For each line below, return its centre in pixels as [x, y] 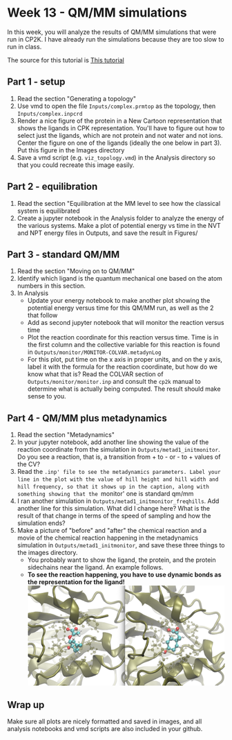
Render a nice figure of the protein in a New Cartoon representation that [119, 121]
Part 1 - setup [36, 82]
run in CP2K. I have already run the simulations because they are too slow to [116, 39]
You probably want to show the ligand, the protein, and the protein [122, 560]
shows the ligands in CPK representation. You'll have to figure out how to [121, 128]
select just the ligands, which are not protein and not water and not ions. [120, 135]
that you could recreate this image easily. [76, 165]
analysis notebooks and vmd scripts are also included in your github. [105, 729]
